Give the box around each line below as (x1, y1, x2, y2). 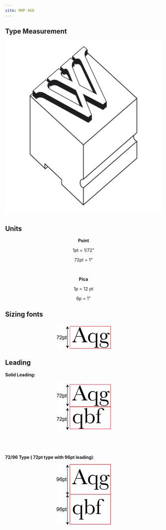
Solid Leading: (5, 372, 36, 378)
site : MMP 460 (5, 8, 35, 13)
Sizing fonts (5, 310, 43, 318)
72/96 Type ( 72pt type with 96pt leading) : (5, 454, 94, 460)
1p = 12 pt (74, 286, 93, 292)
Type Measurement (5, 27, 67, 36)
